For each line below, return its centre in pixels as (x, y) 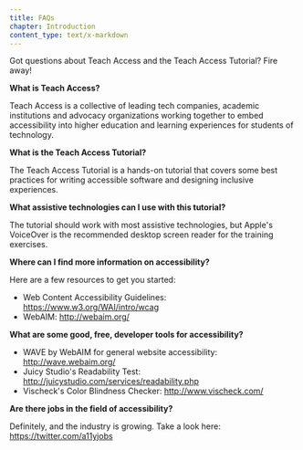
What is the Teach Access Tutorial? (78, 152)
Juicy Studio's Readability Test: (82, 372)
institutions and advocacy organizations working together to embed (136, 116)
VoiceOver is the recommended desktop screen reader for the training (141, 235)
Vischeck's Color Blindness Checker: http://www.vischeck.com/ (143, 391)
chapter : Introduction (52, 26)
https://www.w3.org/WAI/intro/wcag (91, 308)
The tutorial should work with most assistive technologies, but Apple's (141, 225)
